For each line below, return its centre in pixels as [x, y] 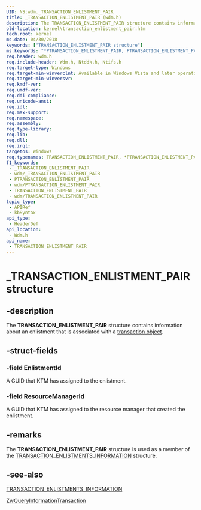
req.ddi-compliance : [32, 96]
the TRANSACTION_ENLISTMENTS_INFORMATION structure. [82, 456]
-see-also [25, 474]
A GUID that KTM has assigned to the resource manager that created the [96, 410]
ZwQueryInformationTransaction [46, 500]
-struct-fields [32, 351]
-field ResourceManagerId [45, 396]
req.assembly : [24, 124]
